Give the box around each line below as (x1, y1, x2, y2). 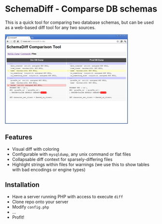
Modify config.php (12, 204, 49, 209)
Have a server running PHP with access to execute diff (12, 193, 123, 199)
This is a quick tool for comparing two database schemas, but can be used (5, 19, 154, 25)
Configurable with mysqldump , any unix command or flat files (12, 151, 132, 157)
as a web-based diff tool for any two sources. (5, 24, 96, 30)
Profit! (12, 214, 25, 220)
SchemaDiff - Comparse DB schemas (5, 3, 158, 15)
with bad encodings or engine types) (12, 166, 86, 173)
